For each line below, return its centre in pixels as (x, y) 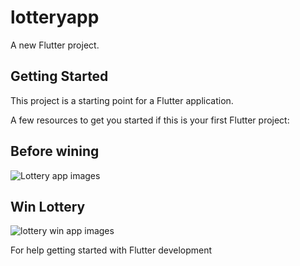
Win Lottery (48, 206)
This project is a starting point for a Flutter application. (122, 100)
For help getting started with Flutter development (111, 250)
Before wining (55, 151)
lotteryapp (55, 17)
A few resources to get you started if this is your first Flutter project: (150, 120)
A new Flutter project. (55, 45)
